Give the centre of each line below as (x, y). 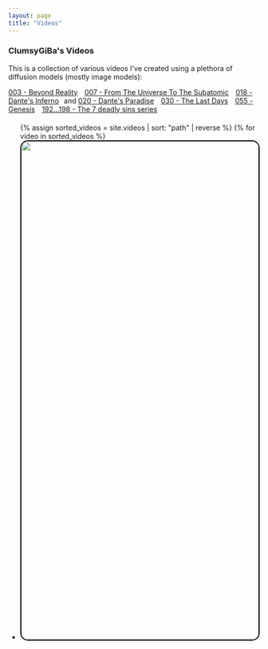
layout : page (30, 16)
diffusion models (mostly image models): (75, 77)
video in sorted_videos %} (63, 136)
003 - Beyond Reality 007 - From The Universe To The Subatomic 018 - (130, 92)
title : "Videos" (35, 23)
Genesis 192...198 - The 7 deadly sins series (83, 109)
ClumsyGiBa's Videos (51, 51)
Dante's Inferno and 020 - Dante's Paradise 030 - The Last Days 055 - (131, 100)
